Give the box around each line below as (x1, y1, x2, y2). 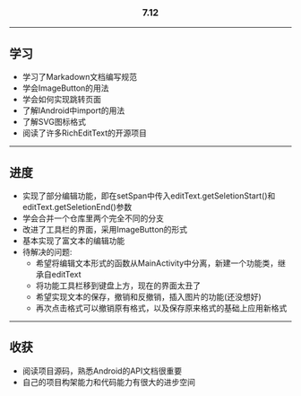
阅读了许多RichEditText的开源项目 (21, 128, 148, 138)
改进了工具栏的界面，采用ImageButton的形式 (21, 224, 188, 234)
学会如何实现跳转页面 (21, 94, 101, 105)
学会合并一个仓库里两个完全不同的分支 (21, 213, 164, 224)
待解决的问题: (21, 246, 73, 257)
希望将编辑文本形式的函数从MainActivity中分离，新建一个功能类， (35, 258, 279, 268)
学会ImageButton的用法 (21, 83, 109, 93)
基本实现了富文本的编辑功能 (21, 235, 125, 246)
